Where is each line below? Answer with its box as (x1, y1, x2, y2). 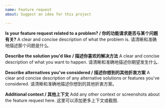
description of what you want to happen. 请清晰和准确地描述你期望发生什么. (5, 59, 159, 65)
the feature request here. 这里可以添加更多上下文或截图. (5, 97, 119, 103)
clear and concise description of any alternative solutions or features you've (5, 75, 160, 81)
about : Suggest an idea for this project (5, 12, 92, 17)
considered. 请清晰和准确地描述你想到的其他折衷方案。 (5, 81, 117, 86)
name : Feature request (5, 7, 52, 12)
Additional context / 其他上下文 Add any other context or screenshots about (5, 91, 160, 97)
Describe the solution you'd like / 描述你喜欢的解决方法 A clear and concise (5, 53, 160, 59)
